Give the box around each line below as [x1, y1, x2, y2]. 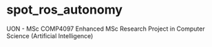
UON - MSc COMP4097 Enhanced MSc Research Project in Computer [6, 25, 205, 33]
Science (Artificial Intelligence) [6, 31, 94, 40]
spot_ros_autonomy [6, 2, 123, 18]
